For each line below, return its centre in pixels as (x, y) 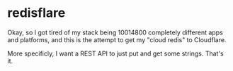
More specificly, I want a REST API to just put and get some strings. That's (116, 53)
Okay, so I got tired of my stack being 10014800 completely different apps (115, 32)
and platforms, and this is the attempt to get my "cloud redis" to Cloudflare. (117, 39)
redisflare (36, 13)
